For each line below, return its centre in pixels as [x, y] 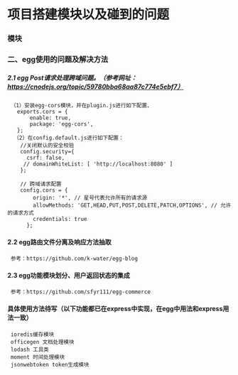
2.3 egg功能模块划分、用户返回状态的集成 [69, 275]
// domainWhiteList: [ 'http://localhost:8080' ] [98, 164]
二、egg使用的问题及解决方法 [58, 60]
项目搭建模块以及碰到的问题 [88, 15]
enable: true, [50, 118]
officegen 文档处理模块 [42, 342]
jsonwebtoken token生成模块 [50, 364]
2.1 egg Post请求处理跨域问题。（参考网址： [72, 77]
